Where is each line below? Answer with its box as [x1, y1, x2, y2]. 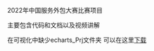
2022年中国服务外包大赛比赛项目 [7, 6, 103, 14]
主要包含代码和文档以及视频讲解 [7, 21, 100, 29]
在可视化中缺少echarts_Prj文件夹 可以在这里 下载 [7, 36, 147, 44]
